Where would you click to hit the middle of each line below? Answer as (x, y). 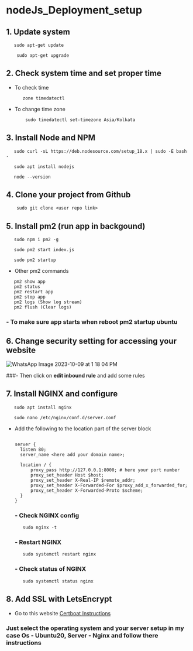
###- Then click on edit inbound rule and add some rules (75, 375)
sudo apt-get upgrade (43, 56)
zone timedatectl (44, 98)
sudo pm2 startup (35, 260)
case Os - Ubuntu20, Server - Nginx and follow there (82, 636)
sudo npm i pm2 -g (36, 240)
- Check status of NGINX (50, 569)
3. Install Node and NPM (51, 138)
